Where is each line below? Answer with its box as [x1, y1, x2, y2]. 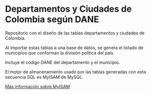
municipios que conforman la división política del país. [5, 50, 115, 56]
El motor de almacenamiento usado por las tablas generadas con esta [5, 69, 146, 74]
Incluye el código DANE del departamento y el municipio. [5, 59, 120, 65]
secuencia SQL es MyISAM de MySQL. [5, 74, 84, 80]
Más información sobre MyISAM [5, 83, 70, 89]
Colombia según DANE [5, 14, 100, 25]
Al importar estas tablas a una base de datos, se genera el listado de [5, 45, 144, 50]
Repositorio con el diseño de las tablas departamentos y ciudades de [5, 30, 145, 36]
